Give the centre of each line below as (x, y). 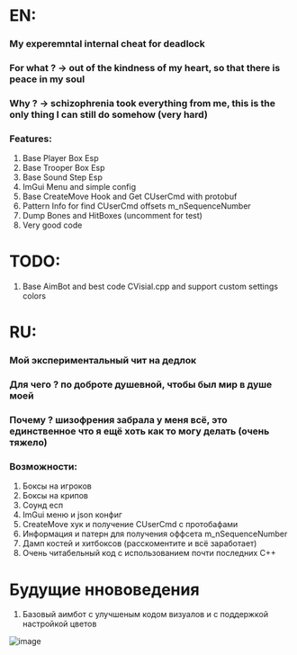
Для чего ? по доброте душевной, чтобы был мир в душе (141, 385)
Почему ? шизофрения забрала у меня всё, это (118, 420)
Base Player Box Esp (60, 158)
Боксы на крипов (55, 496)
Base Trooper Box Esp (63, 168)
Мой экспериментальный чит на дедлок (103, 361)
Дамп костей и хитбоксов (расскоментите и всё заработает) (139, 543)
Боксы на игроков (57, 486)
